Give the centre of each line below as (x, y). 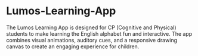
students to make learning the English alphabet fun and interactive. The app (99, 33)
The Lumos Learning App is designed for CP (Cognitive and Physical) (92, 27)
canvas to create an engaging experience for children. (73, 46)
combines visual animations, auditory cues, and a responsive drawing (92, 40)
